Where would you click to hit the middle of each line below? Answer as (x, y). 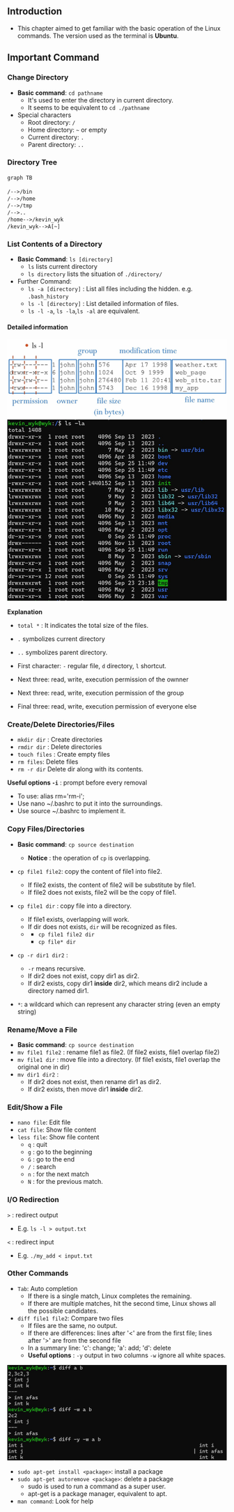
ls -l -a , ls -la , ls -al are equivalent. (84, 311)
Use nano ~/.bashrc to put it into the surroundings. (90, 803)
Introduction (35, 11)
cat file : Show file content (57, 1130)
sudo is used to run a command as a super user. (96, 1486)
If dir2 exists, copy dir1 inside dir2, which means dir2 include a (117, 983)
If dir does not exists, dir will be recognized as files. (102, 927)
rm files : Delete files (48, 762)
